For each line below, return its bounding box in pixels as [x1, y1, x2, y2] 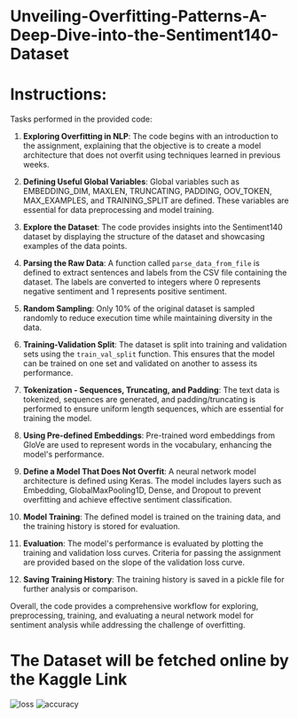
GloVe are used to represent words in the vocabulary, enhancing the [22, 440, 272, 450]
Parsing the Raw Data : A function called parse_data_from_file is [22, 258, 260, 269]
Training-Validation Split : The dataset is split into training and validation [22, 339, 287, 350]
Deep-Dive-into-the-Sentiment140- [10, 25, 279, 45]
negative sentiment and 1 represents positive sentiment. [22, 286, 227, 297]
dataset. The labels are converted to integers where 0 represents [22, 277, 261, 287]
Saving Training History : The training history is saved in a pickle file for [22, 574, 285, 585]
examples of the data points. [22, 241, 128, 252]
